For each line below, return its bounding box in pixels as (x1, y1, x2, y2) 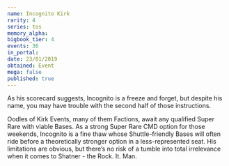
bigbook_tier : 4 (7, 36, 54, 43)
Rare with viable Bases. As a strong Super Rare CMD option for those (7, 123, 205, 131)
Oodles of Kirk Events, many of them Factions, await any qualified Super (7, 115, 214, 123)
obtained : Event (7, 62, 54, 69)
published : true (7, 75, 54, 82)
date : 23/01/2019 (7, 56, 58, 63)
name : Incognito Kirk (7, 10, 70, 17)
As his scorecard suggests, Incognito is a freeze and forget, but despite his (7, 94, 223, 103)
